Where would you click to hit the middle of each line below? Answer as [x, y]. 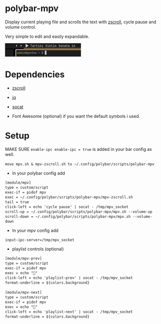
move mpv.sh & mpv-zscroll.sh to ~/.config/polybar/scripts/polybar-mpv [80, 164]
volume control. [21, 27]
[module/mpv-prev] [23, 258]
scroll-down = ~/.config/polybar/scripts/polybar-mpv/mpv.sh [68, 216]
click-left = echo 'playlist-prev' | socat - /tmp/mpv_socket [69, 278]
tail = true [17, 202]
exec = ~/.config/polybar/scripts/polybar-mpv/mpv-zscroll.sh [69, 197]
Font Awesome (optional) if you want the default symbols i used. [76, 116]
